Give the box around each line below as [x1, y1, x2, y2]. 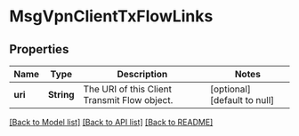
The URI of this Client [83, 83, 172, 95]
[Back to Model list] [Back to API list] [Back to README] [9, 117, 214, 127]
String [47, 89, 75, 100]
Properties [9, 42, 69, 57]
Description [117, 68, 168, 80]
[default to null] [210, 94, 275, 106]
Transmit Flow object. [83, 94, 174, 106]
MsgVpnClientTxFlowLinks [9, 6, 214, 27]
